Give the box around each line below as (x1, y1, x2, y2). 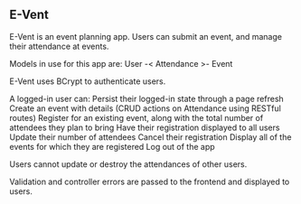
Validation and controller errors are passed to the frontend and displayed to (9, 176, 290, 187)
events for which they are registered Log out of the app (9, 141, 215, 152)
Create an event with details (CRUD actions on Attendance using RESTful (9, 103, 282, 114)
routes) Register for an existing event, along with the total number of (9, 112, 264, 123)
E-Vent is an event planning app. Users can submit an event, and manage (9, 31, 283, 42)
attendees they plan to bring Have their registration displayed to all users (9, 122, 280, 133)
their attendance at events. (9, 41, 109, 51)
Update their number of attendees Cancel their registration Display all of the (9, 131, 292, 143)
